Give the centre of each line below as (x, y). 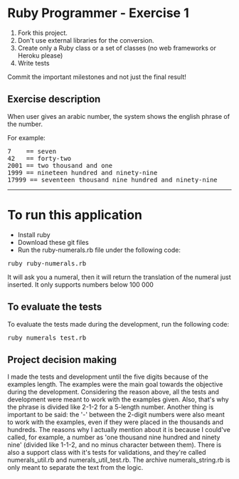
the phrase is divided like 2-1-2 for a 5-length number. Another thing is (111, 407)
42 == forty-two (39, 158)
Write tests (33, 63)
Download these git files (53, 242)
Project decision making (62, 360)
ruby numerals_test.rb (47, 337)
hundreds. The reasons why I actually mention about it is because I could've (119, 430)
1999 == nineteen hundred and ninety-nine (83, 173)
